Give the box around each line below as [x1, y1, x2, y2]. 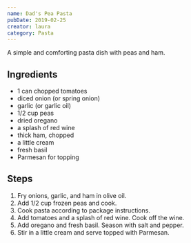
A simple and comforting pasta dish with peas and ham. [7, 48, 165, 57]
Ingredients [7, 69, 58, 80]
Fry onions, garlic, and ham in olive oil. [17, 191, 127, 199]
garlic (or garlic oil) [17, 102, 71, 110]
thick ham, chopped [17, 131, 74, 139]
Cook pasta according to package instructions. [17, 206, 150, 215]
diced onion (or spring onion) [17, 94, 101, 102]
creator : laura [7, 23, 51, 30]
